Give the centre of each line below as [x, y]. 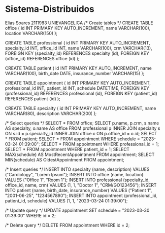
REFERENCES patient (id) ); [33, 98]
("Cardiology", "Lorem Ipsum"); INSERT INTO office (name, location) [74, 174]
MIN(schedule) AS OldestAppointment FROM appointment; [65, 159]
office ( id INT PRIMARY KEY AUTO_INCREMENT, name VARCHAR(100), [78, 28]
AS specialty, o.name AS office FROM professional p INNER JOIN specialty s [83, 128]
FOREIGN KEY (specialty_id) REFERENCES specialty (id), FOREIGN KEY [77, 53]
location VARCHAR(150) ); [31, 33]
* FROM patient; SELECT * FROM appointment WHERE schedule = [73, 139]
